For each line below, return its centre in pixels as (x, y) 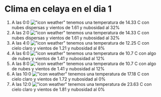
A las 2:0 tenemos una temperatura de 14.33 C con (80, 32)
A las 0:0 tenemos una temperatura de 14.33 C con (80, 22)
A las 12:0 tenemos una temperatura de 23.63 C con (82, 84)
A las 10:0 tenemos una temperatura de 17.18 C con (80, 74)
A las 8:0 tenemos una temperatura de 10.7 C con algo (84, 64)
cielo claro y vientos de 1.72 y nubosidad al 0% (58, 79)
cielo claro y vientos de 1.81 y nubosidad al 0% (58, 89)
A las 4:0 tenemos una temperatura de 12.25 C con (80, 43)
